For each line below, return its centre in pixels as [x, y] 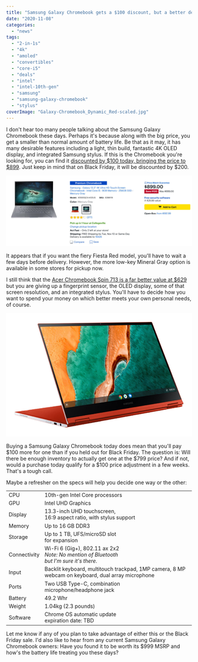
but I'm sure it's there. [71, 561]
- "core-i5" [26, 68]
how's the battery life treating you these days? [62, 652]
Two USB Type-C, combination [82, 584]
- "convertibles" [33, 62]
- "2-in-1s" [26, 44]
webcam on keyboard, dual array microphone [100, 575]
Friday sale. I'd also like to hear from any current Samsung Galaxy [86, 640]
